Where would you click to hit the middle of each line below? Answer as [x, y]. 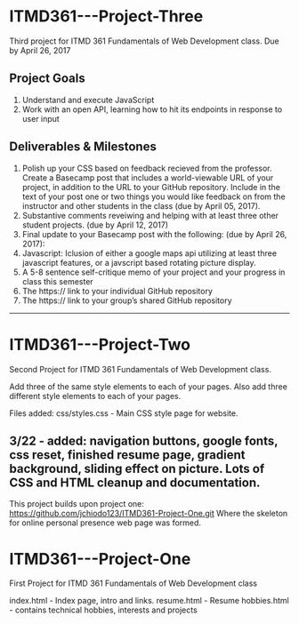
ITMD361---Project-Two [100, 344]
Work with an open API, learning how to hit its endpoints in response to [152, 109]
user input [40, 118]
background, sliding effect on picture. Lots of [137, 468]
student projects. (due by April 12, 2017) [95, 225]
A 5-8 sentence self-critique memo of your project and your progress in [154, 272]
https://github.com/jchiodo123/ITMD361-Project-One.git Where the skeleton [149, 514]
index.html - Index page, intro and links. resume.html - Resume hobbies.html [149, 601]
